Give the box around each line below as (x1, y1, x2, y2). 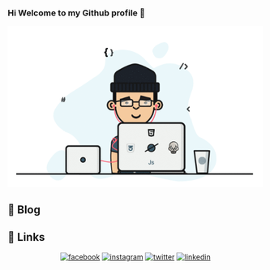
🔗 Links (7, 230, 45, 244)
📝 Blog (7, 203, 41, 216)
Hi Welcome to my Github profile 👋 (7, 7, 145, 19)
